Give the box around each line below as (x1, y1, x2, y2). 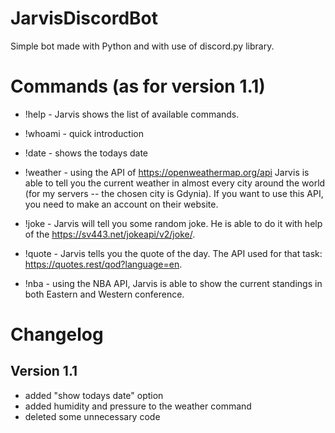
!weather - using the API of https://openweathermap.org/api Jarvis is (24, 166, 310, 178)
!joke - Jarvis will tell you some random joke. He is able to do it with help (24, 217, 323, 229)
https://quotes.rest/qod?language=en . (24, 258, 183, 270)
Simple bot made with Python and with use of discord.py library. (10, 40, 275, 52)
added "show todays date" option (24, 389, 164, 401)
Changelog (10, 323, 104, 346)
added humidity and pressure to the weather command (24, 400, 252, 412)
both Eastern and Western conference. (24, 288, 185, 300)
